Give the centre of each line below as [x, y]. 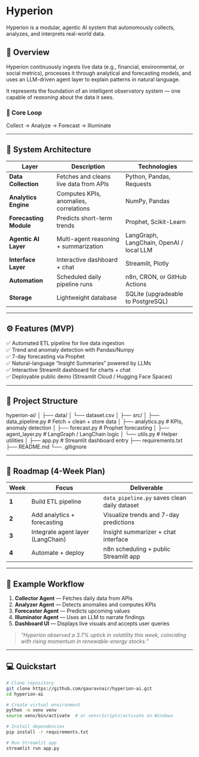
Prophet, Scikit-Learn [155, 222]
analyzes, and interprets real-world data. [56, 33]
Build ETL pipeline [57, 501]
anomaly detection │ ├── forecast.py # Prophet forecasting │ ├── [88, 428]
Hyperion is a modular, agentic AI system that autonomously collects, [91, 27]
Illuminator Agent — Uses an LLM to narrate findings [80, 617]
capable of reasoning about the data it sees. [60, 97]
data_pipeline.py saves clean [145, 498]
